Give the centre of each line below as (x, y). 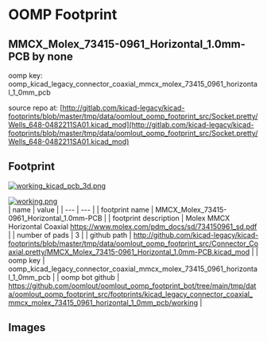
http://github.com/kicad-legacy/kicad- (196, 235)
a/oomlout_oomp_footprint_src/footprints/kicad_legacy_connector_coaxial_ (130, 294)
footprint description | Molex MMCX (171, 218)
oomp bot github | (90, 277)
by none (53, 56)
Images (27, 328)
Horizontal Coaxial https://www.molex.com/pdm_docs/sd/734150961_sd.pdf (133, 226)
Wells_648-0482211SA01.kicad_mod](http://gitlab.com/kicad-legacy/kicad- (131, 124)
